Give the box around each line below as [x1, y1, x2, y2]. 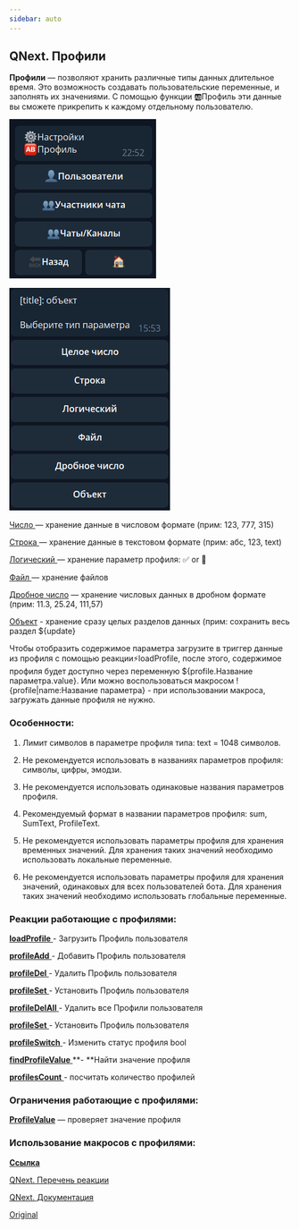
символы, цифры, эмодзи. [21, 764, 122, 775]
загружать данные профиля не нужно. [9, 694, 156, 706]
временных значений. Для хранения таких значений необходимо [21, 844, 274, 855]
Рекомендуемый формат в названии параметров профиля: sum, [21, 808, 268, 818]
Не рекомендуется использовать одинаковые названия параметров [21, 781, 284, 792]
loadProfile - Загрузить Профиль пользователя [9, 933, 188, 944]
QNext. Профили [9, 49, 106, 64]
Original [9, 1208, 38, 1220]
